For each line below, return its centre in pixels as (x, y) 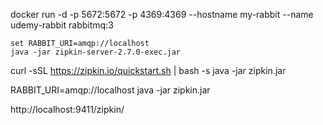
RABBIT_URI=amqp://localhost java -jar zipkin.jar (110, 90)
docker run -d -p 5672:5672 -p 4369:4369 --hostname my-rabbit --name (162, 14)
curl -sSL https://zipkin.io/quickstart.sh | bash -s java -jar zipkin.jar (148, 70)
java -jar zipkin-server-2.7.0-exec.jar (96, 52)
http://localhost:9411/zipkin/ (67, 109)
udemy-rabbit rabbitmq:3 (62, 25)
